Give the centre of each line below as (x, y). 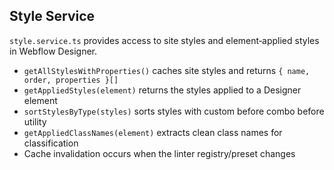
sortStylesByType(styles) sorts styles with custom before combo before (174, 111)
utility (35, 121)
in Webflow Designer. (53, 51)
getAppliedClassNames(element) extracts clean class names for (153, 132)
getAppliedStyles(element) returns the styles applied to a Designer (162, 90)
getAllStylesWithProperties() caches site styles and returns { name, (167, 70)
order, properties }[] (71, 80)
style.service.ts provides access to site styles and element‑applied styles (164, 40)
